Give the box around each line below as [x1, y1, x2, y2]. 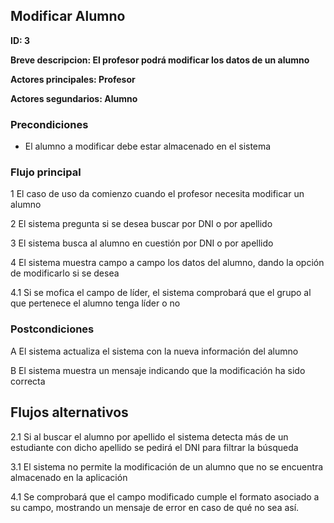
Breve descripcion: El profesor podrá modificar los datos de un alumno [10, 54, 310, 66]
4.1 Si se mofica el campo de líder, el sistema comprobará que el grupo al [10, 287, 312, 299]
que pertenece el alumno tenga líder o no [10, 297, 181, 309]
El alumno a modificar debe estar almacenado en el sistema [24, 140, 272, 153]
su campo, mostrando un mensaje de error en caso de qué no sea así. [10, 501, 300, 513]
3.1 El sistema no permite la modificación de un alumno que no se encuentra [10, 460, 324, 473]
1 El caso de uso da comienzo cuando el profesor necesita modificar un [10, 188, 305, 200]
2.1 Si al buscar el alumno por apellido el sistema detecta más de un [10, 430, 289, 443]
